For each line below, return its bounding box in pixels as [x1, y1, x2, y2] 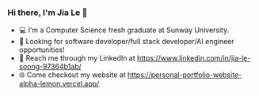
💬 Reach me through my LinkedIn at [18, 54, 135, 63]
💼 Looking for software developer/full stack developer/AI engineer [18, 37, 234, 46]
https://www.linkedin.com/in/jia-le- [136, 54, 251, 63]
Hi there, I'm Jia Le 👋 [7, 7, 88, 18]
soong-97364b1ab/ [18, 62, 82, 72]
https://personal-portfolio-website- [127, 70, 242, 79]
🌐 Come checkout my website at [18, 70, 126, 79]
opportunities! [18, 45, 65, 54]
